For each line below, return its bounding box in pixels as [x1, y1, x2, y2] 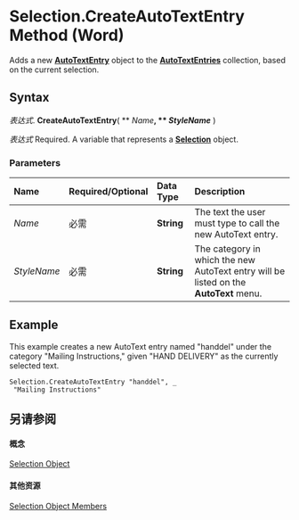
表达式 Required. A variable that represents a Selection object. [9, 134, 238, 144]
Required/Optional [69, 186, 149, 198]
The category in [194, 243, 261, 255]
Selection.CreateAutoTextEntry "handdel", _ [9, 377, 177, 386]
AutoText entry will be [194, 265, 286, 277]
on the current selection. [9, 64, 100, 75]
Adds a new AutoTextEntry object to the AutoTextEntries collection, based [9, 54, 287, 65]
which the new [194, 254, 256, 267]
